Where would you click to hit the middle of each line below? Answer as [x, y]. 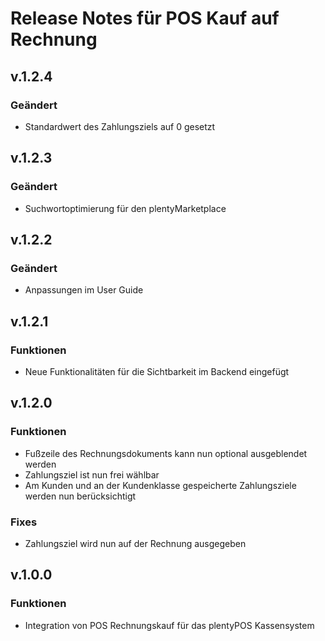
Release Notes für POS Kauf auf [145, 18]
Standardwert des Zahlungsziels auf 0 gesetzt [120, 126]
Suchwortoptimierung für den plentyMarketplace [125, 208]
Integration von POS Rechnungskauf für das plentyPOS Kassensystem [169, 625]
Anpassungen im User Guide [84, 290]
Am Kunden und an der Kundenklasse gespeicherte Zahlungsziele [160, 485]
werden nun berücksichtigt [80, 496]
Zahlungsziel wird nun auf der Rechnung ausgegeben [135, 543]
